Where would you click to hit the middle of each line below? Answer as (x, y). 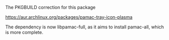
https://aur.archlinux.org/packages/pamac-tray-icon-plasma (69, 17)
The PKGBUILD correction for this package (50, 7)
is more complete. (24, 32)
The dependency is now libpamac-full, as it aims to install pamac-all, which (85, 27)
